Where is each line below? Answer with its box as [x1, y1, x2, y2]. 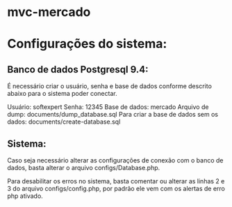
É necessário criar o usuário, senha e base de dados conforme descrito [7, 82, 212, 90]
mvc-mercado [7, 4, 91, 20]
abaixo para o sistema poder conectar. [7, 90, 117, 98]
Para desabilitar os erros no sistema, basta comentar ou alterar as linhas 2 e [7, 177, 225, 185]
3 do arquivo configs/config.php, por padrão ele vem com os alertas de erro [7, 185, 226, 192]
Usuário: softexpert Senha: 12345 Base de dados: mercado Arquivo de [7, 103, 209, 111]
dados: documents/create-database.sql [7, 117, 121, 126]
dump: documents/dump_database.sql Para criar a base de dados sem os [7, 110, 219, 119]
